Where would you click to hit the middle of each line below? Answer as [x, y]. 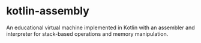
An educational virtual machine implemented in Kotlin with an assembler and [100, 27]
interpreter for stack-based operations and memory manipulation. [87, 33]
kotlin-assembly [48, 11]
